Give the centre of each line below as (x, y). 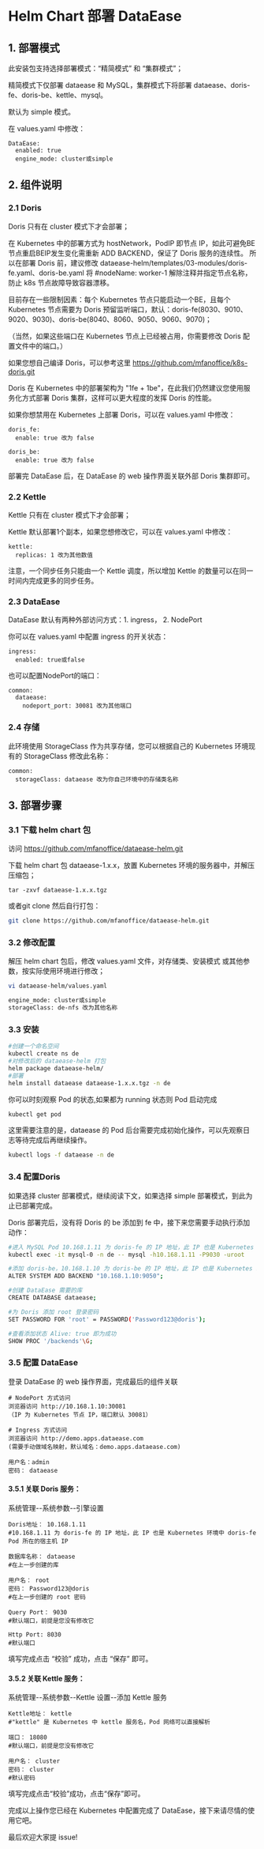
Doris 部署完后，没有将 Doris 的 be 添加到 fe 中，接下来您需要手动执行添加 (129, 1222)
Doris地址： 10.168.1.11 (47, 1524)
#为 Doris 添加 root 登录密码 (54, 1312)
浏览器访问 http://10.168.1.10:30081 (67, 1406)
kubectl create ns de (44, 1054)
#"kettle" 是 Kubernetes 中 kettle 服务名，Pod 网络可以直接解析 (109, 1723)
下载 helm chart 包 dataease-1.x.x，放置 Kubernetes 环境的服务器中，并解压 (131, 866)
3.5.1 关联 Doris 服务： (45, 1489)
